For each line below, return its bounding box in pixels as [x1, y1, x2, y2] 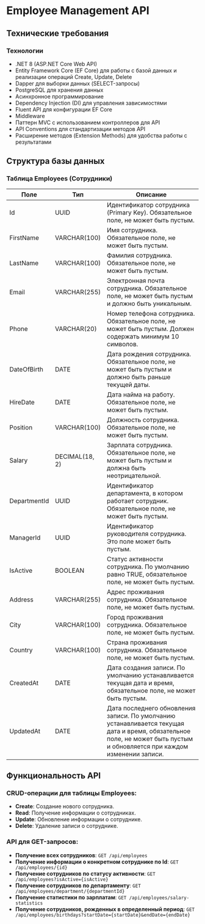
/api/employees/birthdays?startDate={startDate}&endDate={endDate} [15, 912, 190, 918]
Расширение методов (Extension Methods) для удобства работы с [15, 132, 188, 139]
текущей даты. [106, 380, 151, 389]
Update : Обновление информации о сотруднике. [15, 816, 142, 823]
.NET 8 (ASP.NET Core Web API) [15, 60, 98, 67]
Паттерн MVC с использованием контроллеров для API [15, 119, 160, 126]
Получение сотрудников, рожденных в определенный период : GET [15, 905, 195, 912]
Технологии [6, 47, 44, 55]
